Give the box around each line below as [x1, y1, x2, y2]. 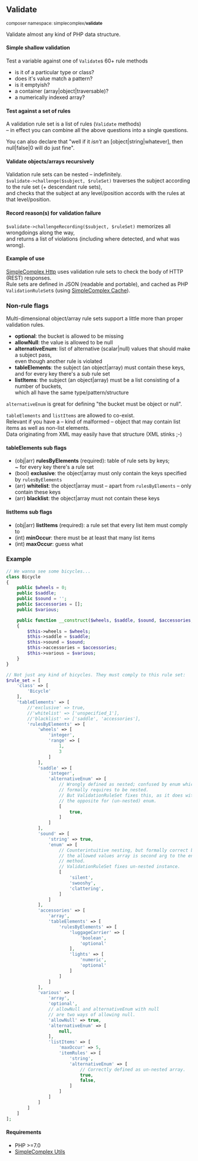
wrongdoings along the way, [6, 229, 75, 236]
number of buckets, [14, 383, 63, 390]
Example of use [6, 255, 45, 262]
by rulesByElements [14, 476, 62, 483]
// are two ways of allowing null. [48, 1011, 136, 1018]
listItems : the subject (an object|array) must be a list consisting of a [14, 377, 180, 384]
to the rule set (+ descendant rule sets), [6, 183, 103, 190]
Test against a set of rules [6, 107, 71, 114]
